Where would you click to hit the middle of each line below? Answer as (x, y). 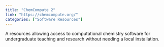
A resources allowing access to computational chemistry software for (78, 34)
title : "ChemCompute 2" (30, 10)
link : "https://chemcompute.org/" (42, 15)
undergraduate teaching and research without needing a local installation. (83, 39)
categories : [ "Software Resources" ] (44, 19)
